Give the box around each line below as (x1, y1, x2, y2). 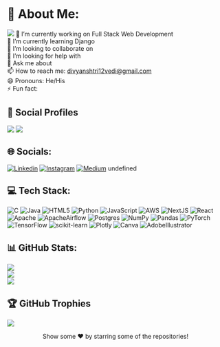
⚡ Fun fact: (7, 84, 38, 92)
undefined (107, 164, 137, 172)
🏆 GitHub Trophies (7, 298, 91, 309)
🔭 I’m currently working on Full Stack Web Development (15, 30, 174, 38)
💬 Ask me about (7, 58, 52, 67)
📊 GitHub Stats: (7, 242, 78, 254)
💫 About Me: (7, 6, 80, 22)
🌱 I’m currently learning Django (7, 37, 95, 45)
